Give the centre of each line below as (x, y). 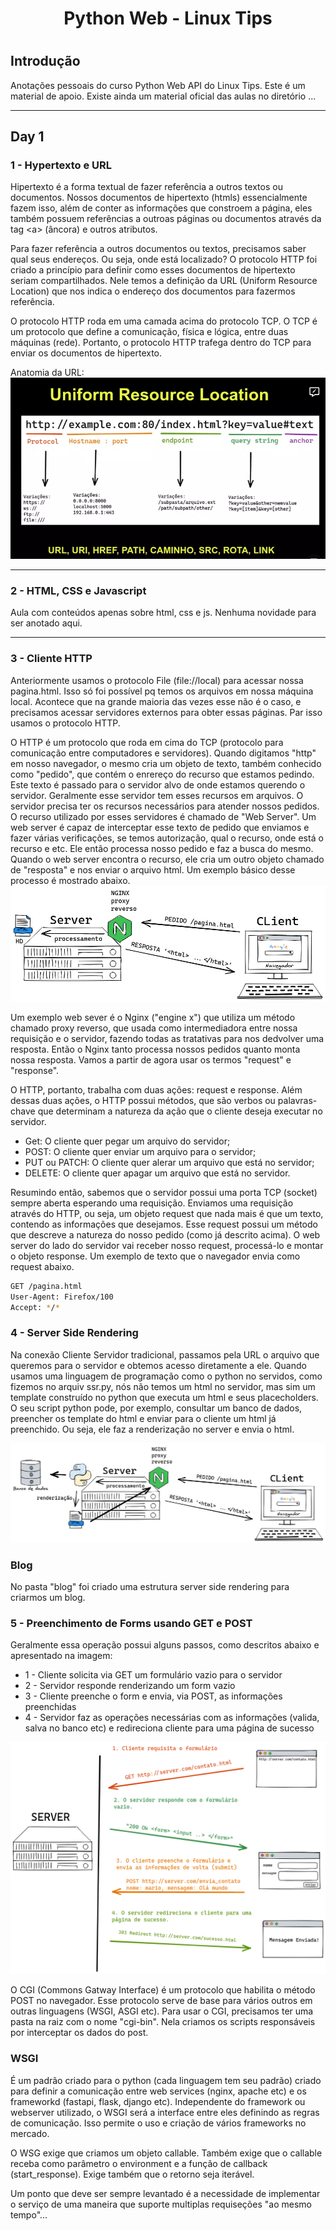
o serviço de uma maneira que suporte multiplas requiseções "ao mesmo (161, 2204)
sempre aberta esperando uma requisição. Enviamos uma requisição (152, 1203)
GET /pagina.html (46, 1286)
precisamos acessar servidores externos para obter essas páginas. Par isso (166, 712)
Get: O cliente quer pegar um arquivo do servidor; (127, 1141)
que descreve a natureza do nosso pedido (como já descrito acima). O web (165, 1234)
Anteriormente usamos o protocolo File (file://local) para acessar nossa (157, 680)
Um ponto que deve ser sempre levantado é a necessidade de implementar (165, 2193)
